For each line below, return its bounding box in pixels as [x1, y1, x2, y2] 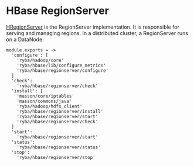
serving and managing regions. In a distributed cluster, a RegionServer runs [6, 29, 189, 36]
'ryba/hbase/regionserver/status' [16, 144, 101, 150]
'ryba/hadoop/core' [16, 57, 64, 63]
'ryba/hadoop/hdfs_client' [16, 103, 83, 109]
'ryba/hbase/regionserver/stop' [16, 154, 96, 160]
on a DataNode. [6, 36, 44, 43]
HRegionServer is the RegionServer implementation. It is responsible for [6, 23, 180, 30]
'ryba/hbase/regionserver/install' [16, 108, 104, 115]
